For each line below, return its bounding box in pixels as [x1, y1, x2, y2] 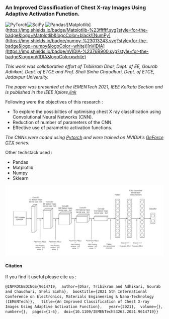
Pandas [12, 159, 29, 165]
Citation [5, 263, 23, 269]
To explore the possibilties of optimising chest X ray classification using [12, 109, 161, 115]
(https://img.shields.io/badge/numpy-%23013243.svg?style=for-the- [5, 38, 148, 44]
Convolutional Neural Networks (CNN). [12, 114, 93, 120]
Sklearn [12, 175, 29, 181]
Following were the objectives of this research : [5, 99, 103, 105]
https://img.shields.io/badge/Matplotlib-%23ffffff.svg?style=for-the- [7, 27, 148, 33]
